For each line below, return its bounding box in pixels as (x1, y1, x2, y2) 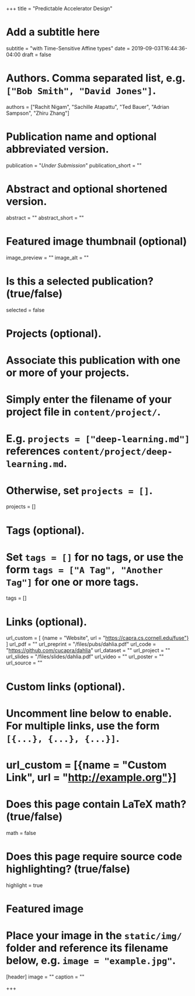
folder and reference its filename (6, 942, 168, 955)
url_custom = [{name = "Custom (6, 758, 167, 772)
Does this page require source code (6, 850, 183, 863)
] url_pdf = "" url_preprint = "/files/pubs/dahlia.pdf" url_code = (6, 641, 156, 648)
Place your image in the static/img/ (6, 929, 182, 942)
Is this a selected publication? (6, 275, 154, 287)
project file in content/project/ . (6, 405, 161, 419)
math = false (6, 829, 36, 836)
